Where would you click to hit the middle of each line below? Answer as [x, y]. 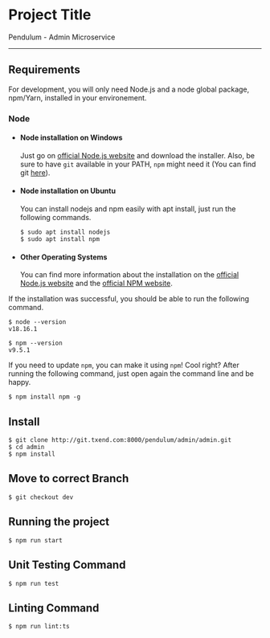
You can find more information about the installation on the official [129, 275]
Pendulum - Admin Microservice [62, 37]
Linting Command [54, 608]
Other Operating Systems [63, 257]
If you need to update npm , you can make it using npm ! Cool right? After [124, 365]
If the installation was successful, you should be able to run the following [129, 299]
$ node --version [37, 322]
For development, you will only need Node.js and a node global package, [129, 89]
